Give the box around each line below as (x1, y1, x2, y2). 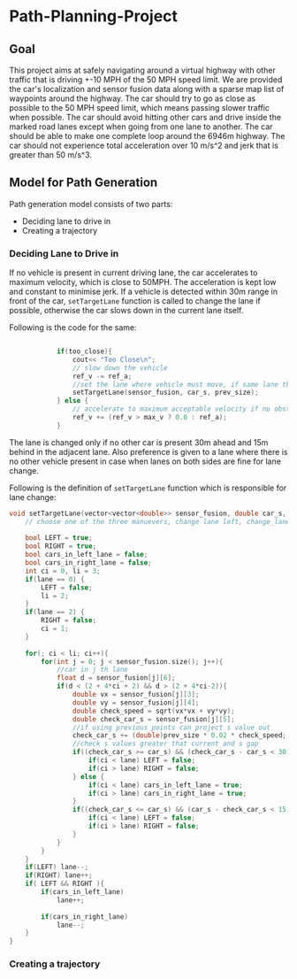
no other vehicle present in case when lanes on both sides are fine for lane (9, 456, 281, 466)
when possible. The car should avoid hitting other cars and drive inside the (9, 112, 281, 122)
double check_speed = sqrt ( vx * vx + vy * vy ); (72, 706, 236, 715)
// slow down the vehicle (72, 363, 168, 373)
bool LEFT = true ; (25, 534, 93, 543)
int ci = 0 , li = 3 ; (25, 567, 101, 575)
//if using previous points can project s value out (72, 723, 271, 732)
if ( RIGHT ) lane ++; (25, 871, 93, 880)
